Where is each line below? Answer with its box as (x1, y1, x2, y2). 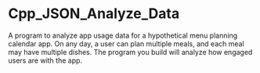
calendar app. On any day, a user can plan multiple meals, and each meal (8, 38, 244, 48)
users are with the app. (8, 56, 83, 65)
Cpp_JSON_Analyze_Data (8, 5, 180, 23)
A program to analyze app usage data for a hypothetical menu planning (8, 31, 238, 40)
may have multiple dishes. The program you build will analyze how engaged (8, 47, 253, 57)
